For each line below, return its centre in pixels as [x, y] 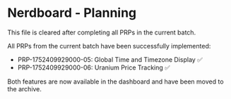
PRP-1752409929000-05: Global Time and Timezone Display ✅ [110, 59]
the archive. [25, 88]
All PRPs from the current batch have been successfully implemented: [109, 46]
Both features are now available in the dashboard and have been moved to [115, 81]
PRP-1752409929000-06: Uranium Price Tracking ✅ [94, 67]
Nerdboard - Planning [72, 13]
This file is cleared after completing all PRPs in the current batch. [102, 32]
